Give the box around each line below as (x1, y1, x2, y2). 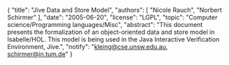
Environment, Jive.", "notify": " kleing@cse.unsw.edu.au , (7, 43, 168, 50)
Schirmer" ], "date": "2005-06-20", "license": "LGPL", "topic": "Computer (7, 13, 218, 21)
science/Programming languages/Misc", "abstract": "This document (7, 21, 203, 28)
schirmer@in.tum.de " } (7, 50, 73, 58)
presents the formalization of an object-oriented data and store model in (7, 28, 215, 36)
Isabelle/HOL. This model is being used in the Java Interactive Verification (7, 35, 220, 44)
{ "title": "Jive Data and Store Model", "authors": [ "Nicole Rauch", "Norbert (7, 6, 222, 14)
